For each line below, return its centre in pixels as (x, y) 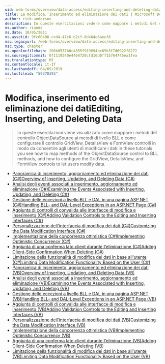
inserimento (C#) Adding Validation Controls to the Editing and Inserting (84, 215)
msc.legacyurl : (21, 42)
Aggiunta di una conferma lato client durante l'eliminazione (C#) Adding (84, 246)
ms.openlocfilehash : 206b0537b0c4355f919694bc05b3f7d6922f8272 (71, 51)
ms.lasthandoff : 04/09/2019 (34, 69)
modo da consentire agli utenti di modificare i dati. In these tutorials (85, 148)
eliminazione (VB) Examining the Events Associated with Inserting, (79, 283)
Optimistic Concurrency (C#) (41, 241)
